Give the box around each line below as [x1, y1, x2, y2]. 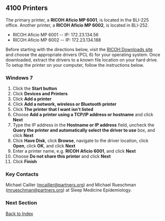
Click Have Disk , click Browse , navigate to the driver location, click [12, 138, 149, 144]
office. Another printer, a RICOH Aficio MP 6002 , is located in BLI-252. [5, 22, 149, 28]
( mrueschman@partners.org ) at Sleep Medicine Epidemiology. [5, 187, 132, 193]
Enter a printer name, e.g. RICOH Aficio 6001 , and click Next [12, 148, 136, 154]
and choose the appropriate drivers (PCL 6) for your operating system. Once [5, 52, 161, 57]
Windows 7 [5, 74, 33, 81]
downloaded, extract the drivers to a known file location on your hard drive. [5, 56, 158, 63]
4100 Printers [5, 4, 48, 12]
